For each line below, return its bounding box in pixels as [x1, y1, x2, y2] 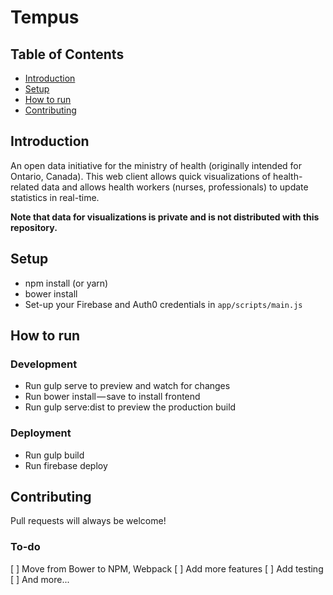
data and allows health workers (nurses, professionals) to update [41, 181, 309, 193]
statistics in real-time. [10, 191, 100, 203]
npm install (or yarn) [24, 277, 109, 289]
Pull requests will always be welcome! [10, 515, 167, 527]
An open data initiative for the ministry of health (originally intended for [10, 159, 303, 171]
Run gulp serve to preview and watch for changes [24, 380, 231, 392]
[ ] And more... [10, 573, 70, 585]
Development [10, 357, 78, 371]
